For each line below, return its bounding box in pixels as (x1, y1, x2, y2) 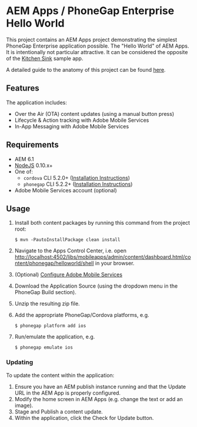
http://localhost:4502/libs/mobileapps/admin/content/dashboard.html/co (14, 253, 191, 261)
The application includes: (6, 99, 68, 106)
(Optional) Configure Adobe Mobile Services (14, 271, 122, 278)
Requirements (6, 140, 59, 150)
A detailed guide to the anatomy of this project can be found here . (6, 66, 166, 73)
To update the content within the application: (6, 372, 115, 379)
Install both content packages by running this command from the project (14, 219, 190, 226)
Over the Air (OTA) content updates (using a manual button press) (14, 110, 175, 117)
